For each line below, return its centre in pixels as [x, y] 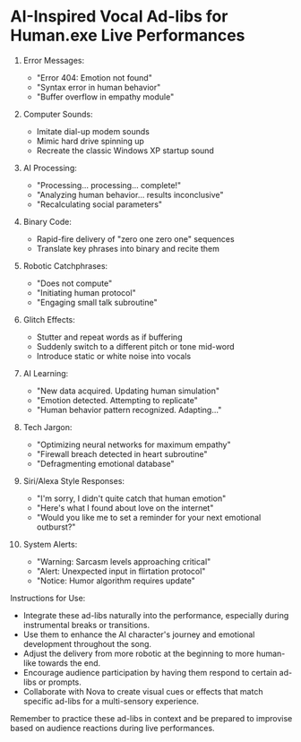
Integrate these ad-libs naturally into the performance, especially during [156, 615]
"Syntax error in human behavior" [99, 87]
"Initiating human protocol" [86, 292]
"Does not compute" [74, 283]
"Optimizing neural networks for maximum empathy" [133, 444]
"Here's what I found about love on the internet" [125, 507]
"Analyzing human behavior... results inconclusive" [130, 194]
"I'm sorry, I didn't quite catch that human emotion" [131, 498]
